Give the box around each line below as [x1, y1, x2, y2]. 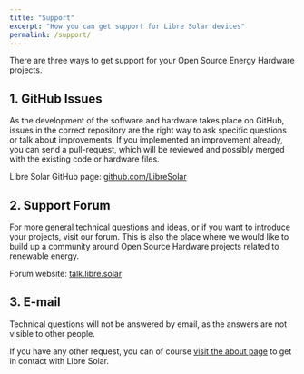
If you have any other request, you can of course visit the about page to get [9, 346, 292, 357]
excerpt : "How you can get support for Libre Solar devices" [9, 22, 246, 31]
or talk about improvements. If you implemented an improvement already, [9, 134, 283, 145]
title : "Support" [9, 13, 75, 23]
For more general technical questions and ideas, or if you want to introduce [9, 221, 290, 232]
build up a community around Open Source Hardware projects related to [9, 241, 279, 251]
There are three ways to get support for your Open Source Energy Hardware [9, 55, 295, 66]
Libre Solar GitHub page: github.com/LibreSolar [9, 172, 188, 182]
